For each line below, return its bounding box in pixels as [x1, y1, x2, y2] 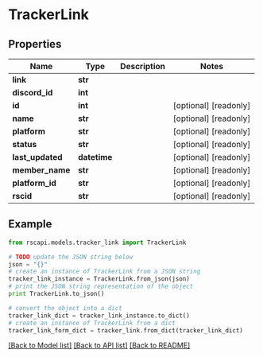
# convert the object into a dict [8, 304, 123, 312]
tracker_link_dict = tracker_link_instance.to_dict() [8, 312, 191, 320]
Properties [8, 37, 62, 51]
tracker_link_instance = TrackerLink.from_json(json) [8, 275, 191, 283]
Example [8, 217, 52, 231]
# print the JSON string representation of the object [8, 282, 194, 291]
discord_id [12, 87, 53, 98]
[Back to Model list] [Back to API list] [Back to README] [8, 340, 191, 351]
